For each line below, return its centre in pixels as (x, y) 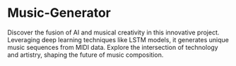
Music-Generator (59, 13)
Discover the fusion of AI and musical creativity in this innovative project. (113, 32)
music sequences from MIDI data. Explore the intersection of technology (113, 47)
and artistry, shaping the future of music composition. (85, 55)
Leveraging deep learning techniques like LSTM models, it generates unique (118, 39)
